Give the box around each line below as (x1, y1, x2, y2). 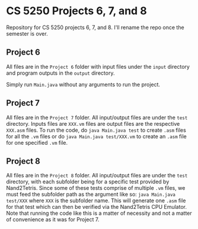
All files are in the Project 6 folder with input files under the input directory (6, 63, 190, 70)
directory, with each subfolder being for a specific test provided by (6, 178, 170, 185)
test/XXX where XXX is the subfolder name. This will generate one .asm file (6, 197, 186, 204)
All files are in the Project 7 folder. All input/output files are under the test (6, 114, 188, 121)
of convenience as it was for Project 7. (6, 216, 100, 223)
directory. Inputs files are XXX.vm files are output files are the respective (6, 120, 180, 127)
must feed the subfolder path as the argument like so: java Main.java (6, 191, 176, 198)
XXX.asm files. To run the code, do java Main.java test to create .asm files (6, 126, 187, 133)
